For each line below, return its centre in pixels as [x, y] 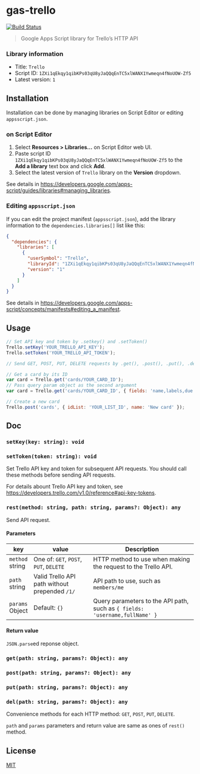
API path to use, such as [127, 580]
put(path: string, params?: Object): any [67, 687]
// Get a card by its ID [37, 374]
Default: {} [49, 607]
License [21, 750]
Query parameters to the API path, [141, 601]
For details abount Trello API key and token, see [65, 487]
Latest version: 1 [35, 80]
